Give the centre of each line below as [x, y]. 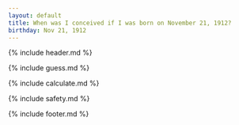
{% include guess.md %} [49, 68]
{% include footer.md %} [49, 114]
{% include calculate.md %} [54, 83]
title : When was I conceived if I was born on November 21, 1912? [120, 23]
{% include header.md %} [50, 53]
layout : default [35, 15]
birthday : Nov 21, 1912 [47, 30]
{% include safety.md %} [49, 99]
